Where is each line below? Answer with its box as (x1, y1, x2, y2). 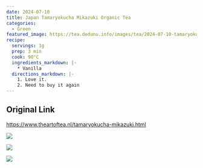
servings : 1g (11, 43, 45, 49)
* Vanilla (17, 65, 42, 72)
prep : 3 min (11, 49, 42, 55)
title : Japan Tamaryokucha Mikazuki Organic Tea (6, 15, 131, 21)
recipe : (6, 37, 26, 43)
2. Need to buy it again (17, 82, 80, 89)
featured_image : (6, 32, 47, 38)
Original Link (6, 104, 56, 115)
